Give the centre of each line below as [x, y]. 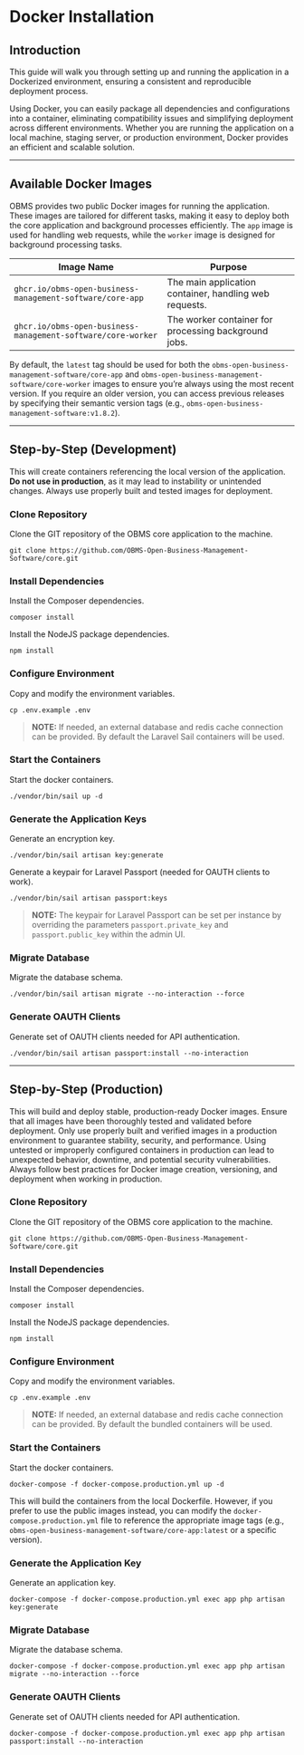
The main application [211, 282]
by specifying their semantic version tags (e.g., [97, 403]
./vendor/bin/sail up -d [56, 796]
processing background [218, 331]
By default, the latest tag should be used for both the [110, 364]
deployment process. [49, 91]
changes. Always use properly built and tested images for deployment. [141, 490]
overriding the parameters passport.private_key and [130, 925]
